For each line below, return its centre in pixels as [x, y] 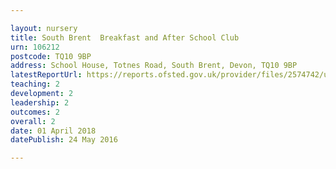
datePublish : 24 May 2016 [64, 140]
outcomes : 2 [35, 112]
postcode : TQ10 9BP [51, 56]
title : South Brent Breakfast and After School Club [125, 37]
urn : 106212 [35, 47]
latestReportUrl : [46, 75]
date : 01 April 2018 [53, 131]
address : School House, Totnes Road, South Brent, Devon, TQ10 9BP [154, 66]
